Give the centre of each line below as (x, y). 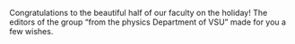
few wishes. (31, 31)
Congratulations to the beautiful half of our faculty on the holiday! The (139, 13)
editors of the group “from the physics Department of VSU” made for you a (148, 22)
